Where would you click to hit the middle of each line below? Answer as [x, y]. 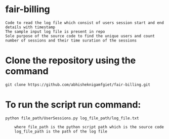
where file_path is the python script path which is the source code [89, 127]
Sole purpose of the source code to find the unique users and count [80, 36]
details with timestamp [30, 27]
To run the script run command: [73, 105]
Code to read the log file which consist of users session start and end [85, 23]
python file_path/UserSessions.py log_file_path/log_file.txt [72, 118]
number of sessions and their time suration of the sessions [71, 40]
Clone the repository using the [71, 60]
